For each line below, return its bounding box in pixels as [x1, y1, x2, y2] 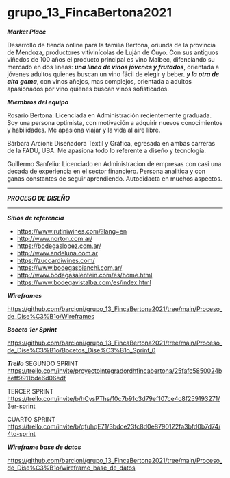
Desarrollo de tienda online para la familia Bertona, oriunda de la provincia [7, 41, 216, 49]
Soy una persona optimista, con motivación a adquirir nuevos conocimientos [7, 118, 223, 126]
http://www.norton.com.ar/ [16, 234, 92, 242]
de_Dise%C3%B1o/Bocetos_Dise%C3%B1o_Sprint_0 [7, 345, 156, 354]
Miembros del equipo [7, 98, 69, 106]
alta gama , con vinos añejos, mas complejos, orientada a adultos [7, 77, 192, 85]
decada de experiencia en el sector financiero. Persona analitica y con [7, 167, 206, 175]
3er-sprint [7, 402, 36, 410]
